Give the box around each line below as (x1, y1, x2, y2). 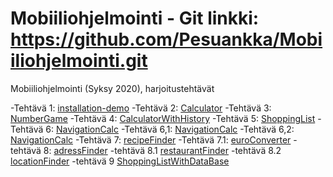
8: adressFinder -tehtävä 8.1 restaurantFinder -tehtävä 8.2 (43, 144, 282, 156)
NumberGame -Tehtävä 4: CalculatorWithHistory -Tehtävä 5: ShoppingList (10, 112, 316, 124)
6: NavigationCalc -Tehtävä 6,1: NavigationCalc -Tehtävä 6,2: (45, 123, 295, 135)
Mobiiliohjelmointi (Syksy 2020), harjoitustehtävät (10, 82, 215, 94)
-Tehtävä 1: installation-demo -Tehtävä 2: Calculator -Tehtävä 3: (10, 102, 272, 114)
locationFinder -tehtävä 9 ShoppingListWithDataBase (10, 155, 230, 167)
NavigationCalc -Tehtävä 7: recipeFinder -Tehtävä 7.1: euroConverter (10, 133, 292, 146)
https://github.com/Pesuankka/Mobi (10, 28, 323, 51)
